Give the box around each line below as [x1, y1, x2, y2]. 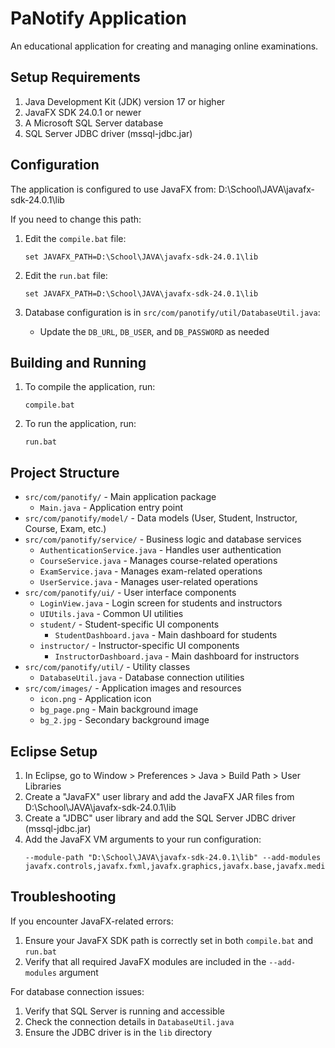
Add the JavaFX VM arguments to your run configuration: [24, 833, 262, 845]
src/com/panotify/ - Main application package [24, 491, 217, 503]
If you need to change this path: [10, 213, 142, 225]
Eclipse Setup [10, 743, 98, 760]
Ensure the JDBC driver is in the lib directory [24, 1026, 213, 1038]
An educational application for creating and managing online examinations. [10, 40, 319, 52]
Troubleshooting [10, 888, 117, 906]
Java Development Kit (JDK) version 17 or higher [24, 95, 226, 107]
